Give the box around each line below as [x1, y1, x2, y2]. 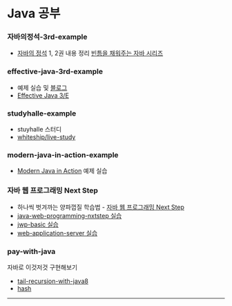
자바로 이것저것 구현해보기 [7, 263, 78, 271]
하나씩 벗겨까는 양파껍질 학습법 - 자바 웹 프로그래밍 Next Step [17, 203, 185, 211]
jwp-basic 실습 [17, 220, 59, 228]
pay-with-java [7, 246, 56, 256]
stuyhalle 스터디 [17, 125, 62, 134]
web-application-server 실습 [17, 228, 98, 237]
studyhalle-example [7, 108, 77, 118]
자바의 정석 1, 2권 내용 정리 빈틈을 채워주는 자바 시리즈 [17, 49, 164, 57]
